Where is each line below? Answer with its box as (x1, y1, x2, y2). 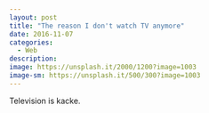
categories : (9, 37, 53, 47)
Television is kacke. (9, 95, 81, 106)
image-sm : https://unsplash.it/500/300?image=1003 (9, 71, 201, 80)
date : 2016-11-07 (9, 29, 74, 38)
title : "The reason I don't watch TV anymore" (9, 21, 185, 30)
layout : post (9, 12, 58, 22)
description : (9, 54, 58, 63)
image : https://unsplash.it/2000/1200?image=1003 (9, 63, 197, 72)
